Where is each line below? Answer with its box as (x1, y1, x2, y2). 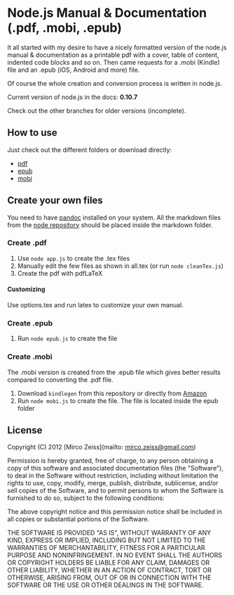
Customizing (7, 285, 46, 293)
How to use (7, 127, 57, 139)
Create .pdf (7, 238, 47, 248)
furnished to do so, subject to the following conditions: (7, 494, 165, 502)
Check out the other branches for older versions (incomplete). (7, 106, 186, 115)
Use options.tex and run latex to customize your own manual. (7, 301, 184, 309)
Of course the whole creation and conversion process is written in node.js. (7, 79, 223, 87)
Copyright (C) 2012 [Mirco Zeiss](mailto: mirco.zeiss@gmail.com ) (7, 443, 196, 452)
